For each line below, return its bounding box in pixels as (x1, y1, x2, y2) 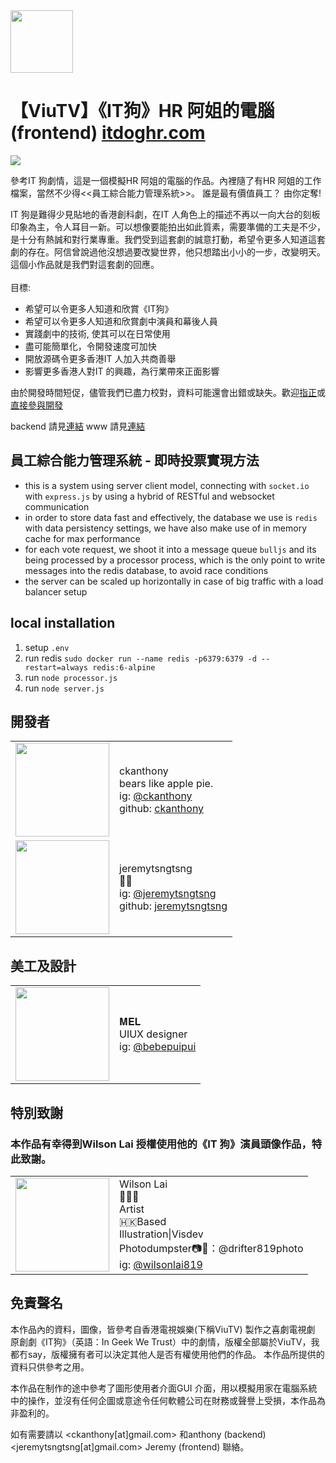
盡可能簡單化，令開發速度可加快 (24, 340, 157, 352)
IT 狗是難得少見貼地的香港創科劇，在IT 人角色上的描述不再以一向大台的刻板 (10, 208, 321, 220)
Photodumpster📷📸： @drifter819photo (119, 1242, 304, 1256)
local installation (10, 615, 116, 632)
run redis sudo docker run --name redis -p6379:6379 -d (24, 652, 257, 664)
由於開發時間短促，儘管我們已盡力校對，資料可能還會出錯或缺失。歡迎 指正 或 (10, 386, 326, 398)
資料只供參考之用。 (10, 1360, 90, 1373)
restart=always (24, 662, 89, 673)
